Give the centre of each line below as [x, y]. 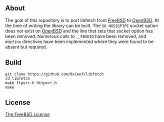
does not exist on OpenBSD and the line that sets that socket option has [79, 31]
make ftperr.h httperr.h [31, 83]
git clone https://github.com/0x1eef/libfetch [54, 74]
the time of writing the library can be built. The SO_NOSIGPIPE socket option [82, 25]
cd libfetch [17, 78]
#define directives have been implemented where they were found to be [79, 41]
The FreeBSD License [27, 114]
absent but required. [26, 46]
